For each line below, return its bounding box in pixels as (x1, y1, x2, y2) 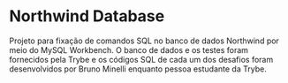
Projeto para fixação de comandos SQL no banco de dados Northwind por (9, 35, 280, 46)
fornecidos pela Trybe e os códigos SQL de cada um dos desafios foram (9, 54, 274, 64)
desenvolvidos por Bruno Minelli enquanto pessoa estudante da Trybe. (9, 64, 267, 74)
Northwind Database (9, 6, 165, 26)
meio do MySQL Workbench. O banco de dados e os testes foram (9, 44, 249, 55)
